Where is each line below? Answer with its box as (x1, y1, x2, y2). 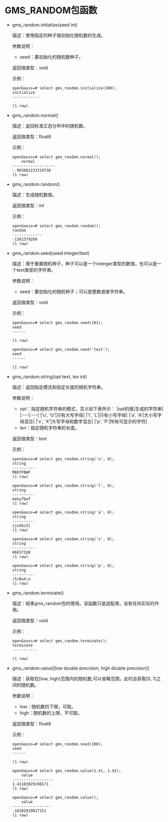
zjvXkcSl (12, 523, 31, 528)
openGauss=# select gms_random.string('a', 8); (12, 510, 114, 515)
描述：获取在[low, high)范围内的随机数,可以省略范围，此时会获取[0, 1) (12, 675, 156, 681)
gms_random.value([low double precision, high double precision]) (12, 665, 150, 671)
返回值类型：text (12, 435, 47, 441)
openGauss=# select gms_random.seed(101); (12, 320, 103, 325)
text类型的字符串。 (16, 267, 56, 273)
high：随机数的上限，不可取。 (19, 710, 82, 716)
